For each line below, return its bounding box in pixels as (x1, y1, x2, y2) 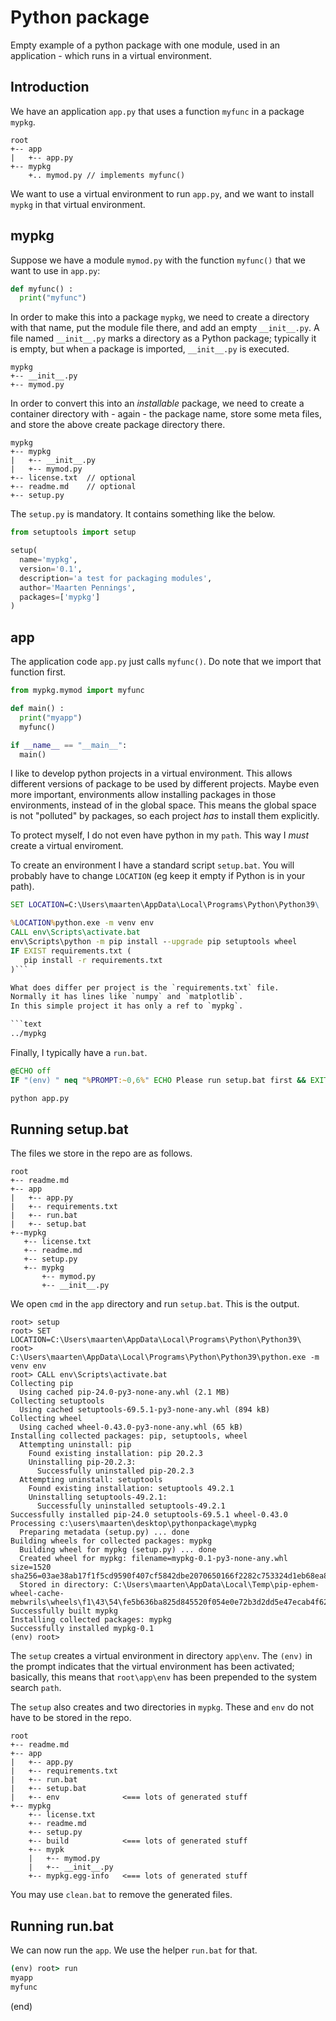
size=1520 (10, 1562, 52, 1573)
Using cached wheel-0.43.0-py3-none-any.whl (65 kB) (19, 1422, 244, 1433)
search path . (10, 1682, 62, 1694)
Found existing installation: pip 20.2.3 (28, 1449, 203, 1459)
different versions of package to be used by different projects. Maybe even (10, 778, 320, 790)
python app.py (10, 1093, 70, 1103)
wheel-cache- (10, 1589, 65, 1599)
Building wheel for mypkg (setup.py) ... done (19, 1545, 217, 1555)
